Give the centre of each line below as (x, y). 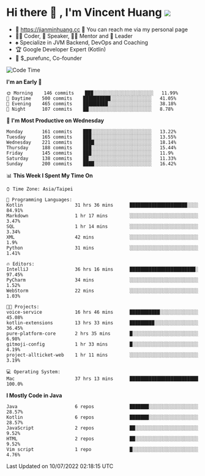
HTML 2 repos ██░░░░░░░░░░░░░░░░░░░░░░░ (102, 439)
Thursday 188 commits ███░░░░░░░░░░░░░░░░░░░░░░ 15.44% (91, 147)
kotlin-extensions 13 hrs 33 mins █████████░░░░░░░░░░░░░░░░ (102, 323)
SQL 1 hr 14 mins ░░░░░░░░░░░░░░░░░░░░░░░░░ (102, 226)
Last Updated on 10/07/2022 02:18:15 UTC (60, 466)
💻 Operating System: (34, 372)
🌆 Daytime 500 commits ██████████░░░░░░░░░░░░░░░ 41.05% (91, 98)
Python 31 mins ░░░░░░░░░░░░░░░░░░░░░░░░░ (102, 248)
